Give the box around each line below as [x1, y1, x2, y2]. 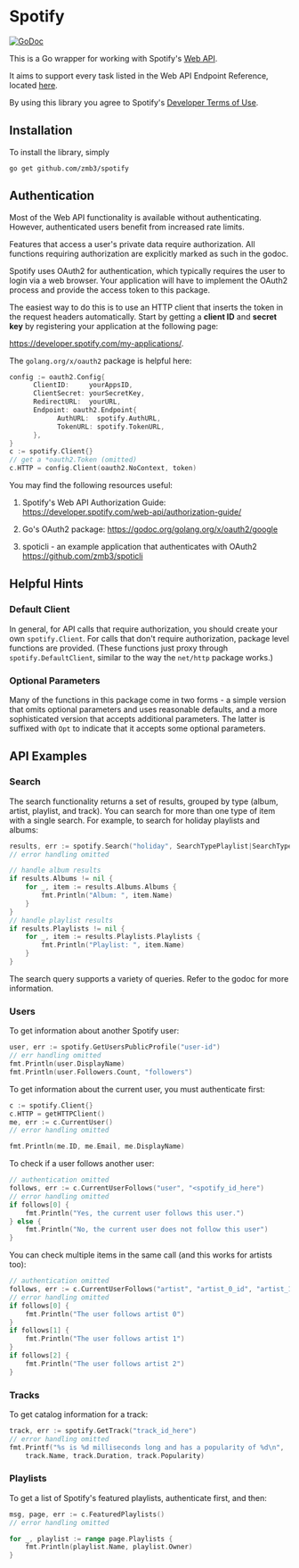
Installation [9, 123, 73, 138]
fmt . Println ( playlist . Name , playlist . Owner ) [25, 1542, 193, 1552]
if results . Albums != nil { [9, 875, 114, 884]
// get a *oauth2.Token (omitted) [9, 455, 138, 465]
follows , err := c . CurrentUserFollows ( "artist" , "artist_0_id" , [9, 1285, 253, 1294]
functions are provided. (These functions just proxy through [9, 643, 229, 653]
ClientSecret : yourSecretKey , [32, 389, 145, 398]
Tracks [9, 1389, 40, 1401]
